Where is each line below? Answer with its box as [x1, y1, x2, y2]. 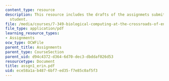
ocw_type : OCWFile [5, 40, 44, 45]
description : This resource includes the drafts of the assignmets [5, 12, 150, 17]
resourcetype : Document [5, 59, 55, 64]
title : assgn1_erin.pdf [5, 63, 55, 68]
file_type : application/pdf [5, 26, 64, 31]
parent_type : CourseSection [5, 49, 64, 54]
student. [10, 17, 28, 22]
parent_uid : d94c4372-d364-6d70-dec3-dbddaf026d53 [5, 54, 114, 59]
